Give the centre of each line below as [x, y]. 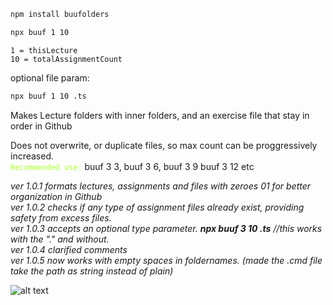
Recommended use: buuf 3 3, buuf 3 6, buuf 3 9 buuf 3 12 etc [132, 166]
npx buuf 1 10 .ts [48, 96]
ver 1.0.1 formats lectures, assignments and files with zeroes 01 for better [161, 186]
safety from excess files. [61, 217]
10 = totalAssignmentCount [66, 59]
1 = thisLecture [44, 50]
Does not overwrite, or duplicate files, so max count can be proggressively [164, 145]
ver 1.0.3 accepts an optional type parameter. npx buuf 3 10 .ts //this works [166, 228]
